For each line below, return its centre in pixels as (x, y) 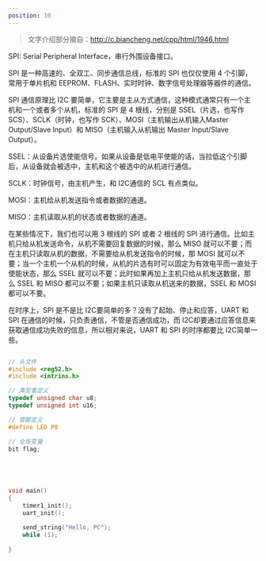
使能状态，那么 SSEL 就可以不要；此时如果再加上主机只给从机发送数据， (126, 273)
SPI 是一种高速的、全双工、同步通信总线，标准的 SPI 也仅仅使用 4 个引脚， (130, 73)
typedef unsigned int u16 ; (53, 405)
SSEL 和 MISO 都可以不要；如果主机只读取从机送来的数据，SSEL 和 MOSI (137, 283)
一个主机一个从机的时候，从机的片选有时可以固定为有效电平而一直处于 (143, 263)
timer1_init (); (47, 506)
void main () (28, 491)
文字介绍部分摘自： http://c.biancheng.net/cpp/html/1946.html (128, 39)
